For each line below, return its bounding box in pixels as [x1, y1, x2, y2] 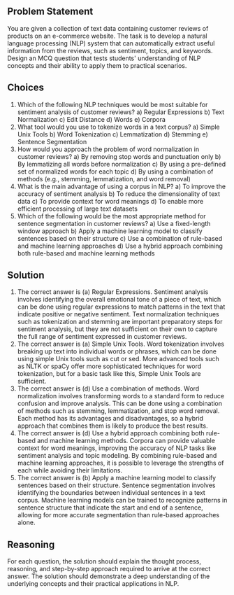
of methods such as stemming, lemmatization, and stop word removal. [17, 407, 220, 415]
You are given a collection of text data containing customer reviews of [7, 24, 209, 32]
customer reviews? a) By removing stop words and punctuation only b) [17, 152, 221, 160]
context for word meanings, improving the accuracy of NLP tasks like [17, 444, 217, 452]
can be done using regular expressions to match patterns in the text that [17, 302, 226, 311]
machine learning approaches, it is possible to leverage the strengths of [17, 458, 224, 468]
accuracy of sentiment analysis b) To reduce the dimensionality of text [17, 189, 221, 198]
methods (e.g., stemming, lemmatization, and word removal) [17, 174, 191, 183]
